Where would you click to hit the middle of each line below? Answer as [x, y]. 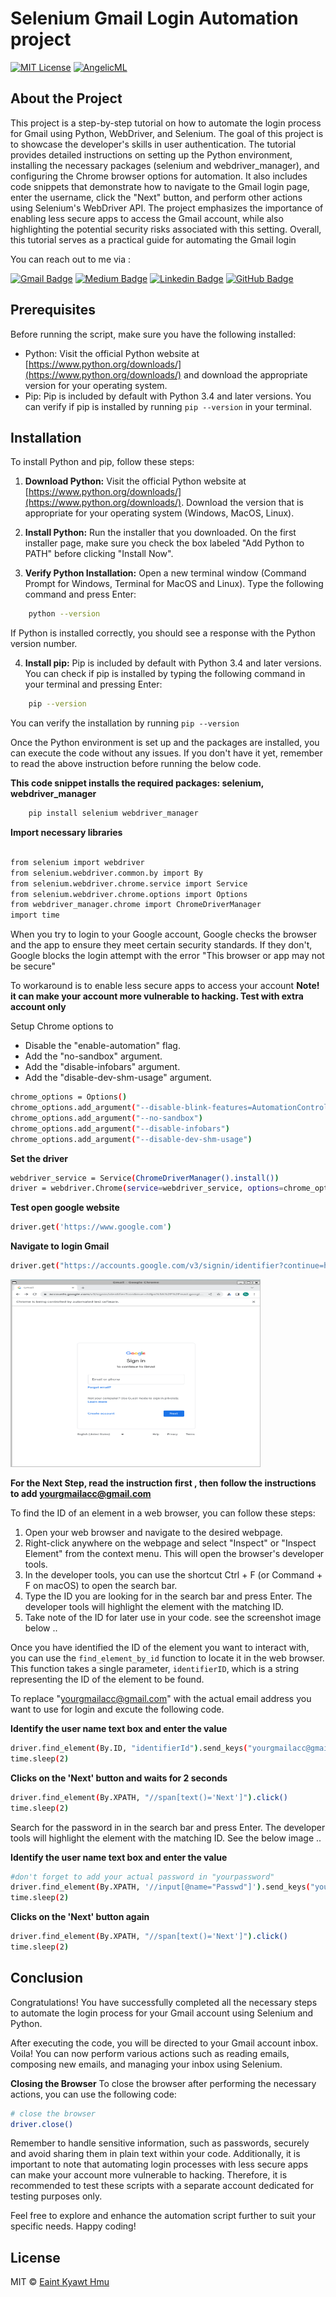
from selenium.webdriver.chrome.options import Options [129, 894]
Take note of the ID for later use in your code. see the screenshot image [173, 1617]
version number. [44, 644]
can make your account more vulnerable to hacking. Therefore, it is [149, 2175]
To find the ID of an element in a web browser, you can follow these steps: [163, 1513]
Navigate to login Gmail [60, 1246]
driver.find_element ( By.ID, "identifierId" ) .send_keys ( [129, 1748]
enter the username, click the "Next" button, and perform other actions [156, 197]
